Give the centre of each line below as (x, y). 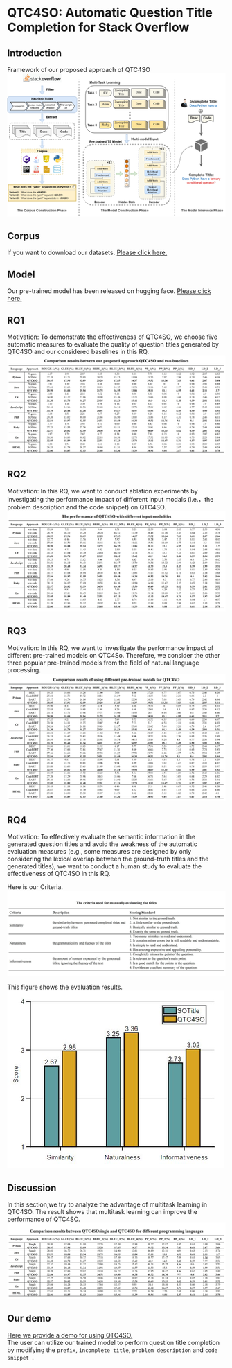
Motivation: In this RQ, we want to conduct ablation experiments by (103, 491)
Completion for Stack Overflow (98, 27)
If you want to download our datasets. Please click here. (87, 253)
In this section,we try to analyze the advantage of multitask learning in (107, 1204)
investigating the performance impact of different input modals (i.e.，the (110, 499)
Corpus (24, 236)
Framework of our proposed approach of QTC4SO (79, 70)
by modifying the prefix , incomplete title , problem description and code (113, 1350)
